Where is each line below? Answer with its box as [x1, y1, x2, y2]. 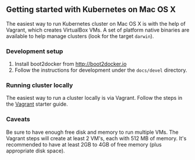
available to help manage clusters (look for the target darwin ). [6, 32, 154, 40]
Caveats [6, 115, 30, 123]
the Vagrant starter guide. [6, 100, 69, 107]
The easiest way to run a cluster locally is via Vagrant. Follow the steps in [6, 95, 183, 102]
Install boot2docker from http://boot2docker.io [14, 61, 127, 68]
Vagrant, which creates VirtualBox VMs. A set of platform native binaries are [6, 26, 190, 33]
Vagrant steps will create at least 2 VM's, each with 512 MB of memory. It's [6, 134, 187, 142]
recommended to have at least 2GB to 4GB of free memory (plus [6, 141, 162, 148]
